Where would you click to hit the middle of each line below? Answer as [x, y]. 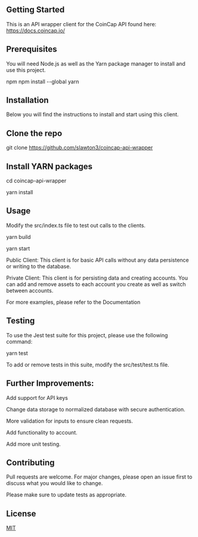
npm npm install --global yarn [43, 81]
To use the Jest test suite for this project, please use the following [87, 335]
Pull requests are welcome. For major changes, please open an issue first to [99, 477]
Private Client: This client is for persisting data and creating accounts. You [97, 278]
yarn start [18, 248]
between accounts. [30, 290]
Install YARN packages [49, 166]
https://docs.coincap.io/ [36, 30]
